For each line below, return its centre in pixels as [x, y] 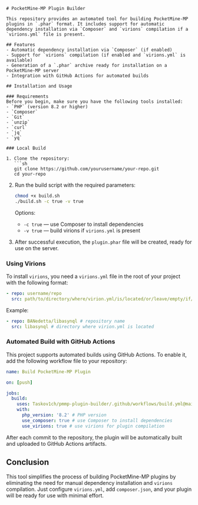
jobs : [13, 393]
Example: [17, 310]
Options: [25, 212]
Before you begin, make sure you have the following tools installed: [95, 102]
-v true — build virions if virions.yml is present [82, 230]
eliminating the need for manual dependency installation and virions [89, 483]
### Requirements [27, 96]
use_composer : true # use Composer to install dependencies [97, 420]
